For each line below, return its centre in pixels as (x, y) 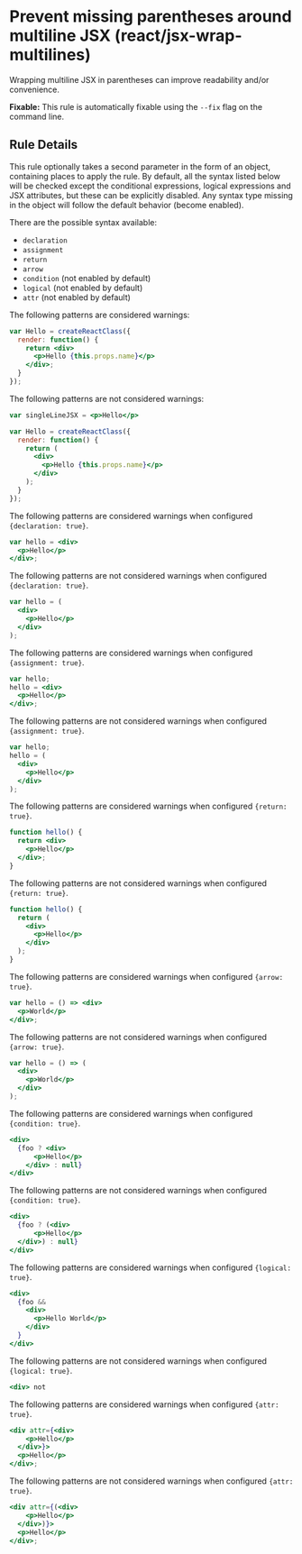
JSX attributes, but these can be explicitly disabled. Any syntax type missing (151, 195)
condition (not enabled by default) (87, 278)
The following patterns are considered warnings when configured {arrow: (146, 976)
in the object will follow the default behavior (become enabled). (127, 205)
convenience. (35, 89)
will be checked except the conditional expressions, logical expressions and (150, 186)
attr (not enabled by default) (76, 297)
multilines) (50, 55)
